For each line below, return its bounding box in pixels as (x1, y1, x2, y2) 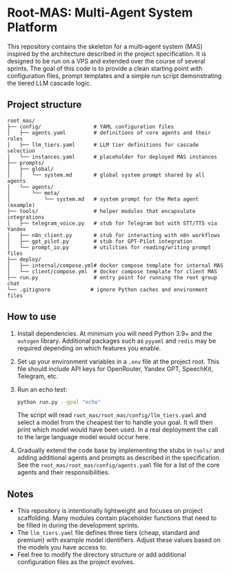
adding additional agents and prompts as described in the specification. (17, 454, 221, 462)
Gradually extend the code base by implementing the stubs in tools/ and (17, 446, 225, 454)
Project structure (7, 99, 82, 111)
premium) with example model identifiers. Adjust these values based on (17, 536, 221, 544)
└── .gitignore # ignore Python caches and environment (7, 286, 208, 293)
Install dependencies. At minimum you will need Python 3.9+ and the (17, 329, 212, 337)
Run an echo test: (17, 385, 68, 394)
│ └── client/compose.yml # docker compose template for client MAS (7, 268, 217, 275)
